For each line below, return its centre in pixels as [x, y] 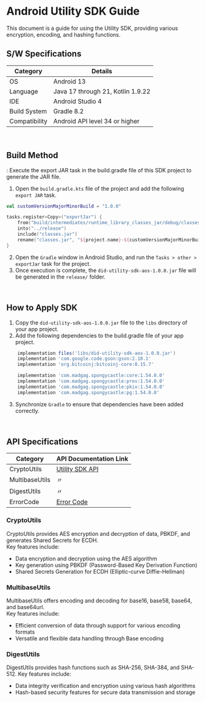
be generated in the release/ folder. [60, 277]
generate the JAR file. [34, 177]
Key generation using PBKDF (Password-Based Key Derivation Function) [106, 565]
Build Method [32, 155]
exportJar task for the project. [53, 263]
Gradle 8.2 [69, 111]
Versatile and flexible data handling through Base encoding [89, 638]
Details [102, 71]
